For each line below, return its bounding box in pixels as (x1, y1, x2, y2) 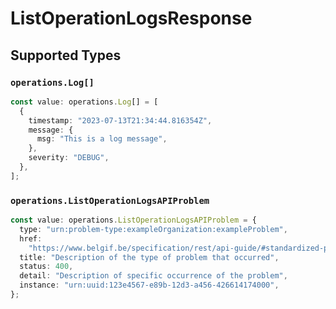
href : (19, 233, 43, 244)
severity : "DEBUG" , (28, 153, 110, 163)
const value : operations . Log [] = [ (10, 97, 159, 107)
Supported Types (10, 47, 122, 64)
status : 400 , (19, 262, 74, 272)
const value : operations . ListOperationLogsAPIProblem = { (10, 215, 257, 226)
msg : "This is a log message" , (36, 134, 168, 144)
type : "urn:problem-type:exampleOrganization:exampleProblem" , (19, 224, 288, 234)
